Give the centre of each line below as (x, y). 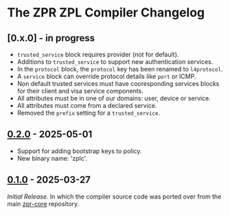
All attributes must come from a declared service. (87, 105)
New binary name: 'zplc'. (52, 158)
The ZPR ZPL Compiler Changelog (106, 13)
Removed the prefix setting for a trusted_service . (88, 113)
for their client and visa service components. (80, 91)
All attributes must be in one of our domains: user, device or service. (114, 98)
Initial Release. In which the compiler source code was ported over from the (114, 196)
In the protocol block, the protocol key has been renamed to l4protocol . (120, 69)
